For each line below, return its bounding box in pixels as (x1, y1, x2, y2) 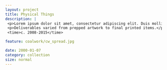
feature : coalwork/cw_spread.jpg (5, 39, 75, 44)
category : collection (5, 52, 50, 57)
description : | (5, 16, 37, 21)
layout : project (5, 7, 39, 12)
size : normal (5, 57, 32, 62)
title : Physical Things (5, 12, 55, 17)
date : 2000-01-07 (5, 48, 41, 53)
